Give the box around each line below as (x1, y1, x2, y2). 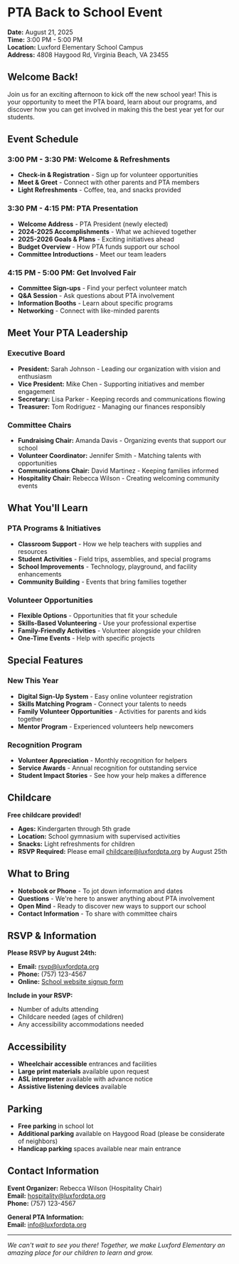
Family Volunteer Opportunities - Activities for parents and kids (17, 707, 207, 715)
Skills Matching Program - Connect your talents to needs (17, 700, 187, 708)
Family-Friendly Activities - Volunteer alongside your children (17, 626, 201, 635)
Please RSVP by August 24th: (7, 948, 97, 957)
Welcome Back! (7, 71, 78, 83)
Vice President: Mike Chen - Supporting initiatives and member (17, 380, 205, 388)
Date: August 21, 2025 (7, 28, 73, 36)
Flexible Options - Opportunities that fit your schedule (17, 611, 178, 619)
